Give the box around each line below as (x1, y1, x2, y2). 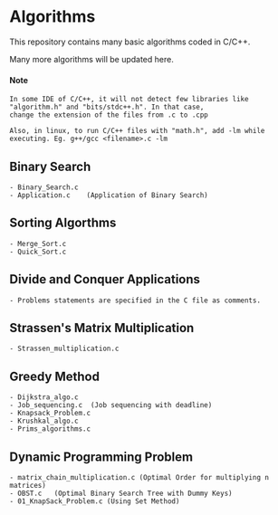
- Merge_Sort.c (9, 239, 67, 248)
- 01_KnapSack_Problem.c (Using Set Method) (9, 497, 180, 506)
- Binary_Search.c (9, 183, 79, 192)
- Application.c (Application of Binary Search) (9, 190, 208, 200)
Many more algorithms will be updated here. (9, 53, 174, 64)
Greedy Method (9, 368, 100, 384)
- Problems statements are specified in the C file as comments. (9, 296, 261, 305)
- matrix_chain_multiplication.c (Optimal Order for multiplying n (9, 473, 270, 482)
